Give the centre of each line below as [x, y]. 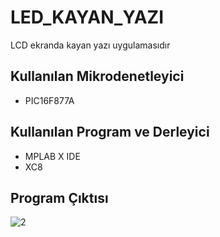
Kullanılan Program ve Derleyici [110, 132]
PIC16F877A [49, 100]
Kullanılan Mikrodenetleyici [97, 76]
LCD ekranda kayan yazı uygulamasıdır [90, 45]
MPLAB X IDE [52, 156]
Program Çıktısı [59, 197]
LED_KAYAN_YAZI [87, 17]
